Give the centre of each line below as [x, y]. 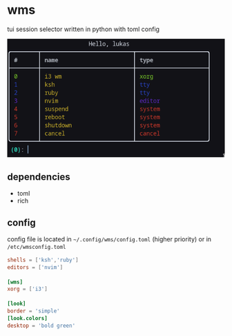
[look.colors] [28, 318]
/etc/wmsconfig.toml [37, 247]
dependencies [39, 177]
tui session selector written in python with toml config [84, 29]
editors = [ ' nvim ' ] [35, 267]
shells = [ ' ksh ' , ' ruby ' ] [43, 260]
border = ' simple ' [33, 311]
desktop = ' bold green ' [41, 326]
